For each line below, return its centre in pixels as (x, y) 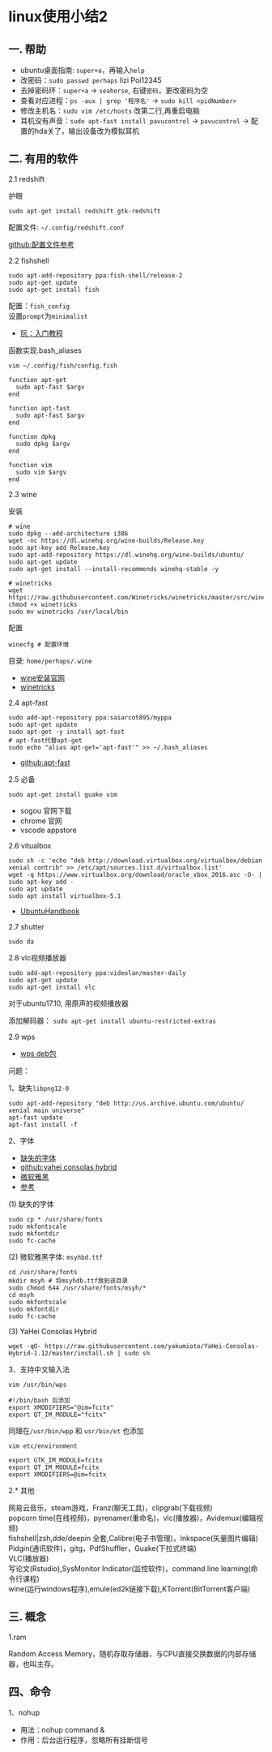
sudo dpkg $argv (43, 444)
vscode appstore (48, 830)
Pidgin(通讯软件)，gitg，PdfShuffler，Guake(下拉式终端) (102, 1548)
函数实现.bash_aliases (45, 350)
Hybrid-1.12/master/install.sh (61, 1353)
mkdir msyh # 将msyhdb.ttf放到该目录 (68, 1281)
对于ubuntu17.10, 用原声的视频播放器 (69, 1003)
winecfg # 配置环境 (39, 644)
